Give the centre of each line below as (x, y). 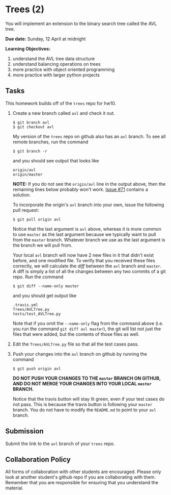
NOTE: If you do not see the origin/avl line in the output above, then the (89, 184)
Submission (25, 431)
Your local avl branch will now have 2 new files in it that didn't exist (83, 255)
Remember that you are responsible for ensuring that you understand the (82, 483)
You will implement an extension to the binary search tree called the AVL (81, 23)
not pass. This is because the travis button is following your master (82, 404)
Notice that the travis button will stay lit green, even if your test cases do (89, 399)
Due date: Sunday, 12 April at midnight (46, 39)
